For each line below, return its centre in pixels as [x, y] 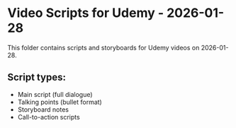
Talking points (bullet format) [60, 102]
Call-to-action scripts [49, 117]
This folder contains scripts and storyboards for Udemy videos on [103, 47]
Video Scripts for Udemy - [86, 13]
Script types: [36, 77]
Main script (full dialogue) [55, 94]
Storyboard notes [43, 109]
